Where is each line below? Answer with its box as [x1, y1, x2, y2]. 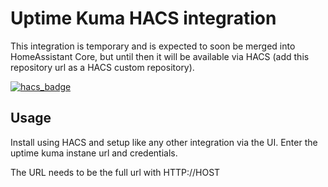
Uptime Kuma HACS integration [10, 7, 277, 30]
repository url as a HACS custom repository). [10, 61, 195, 73]
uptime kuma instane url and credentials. [10, 147, 178, 159]
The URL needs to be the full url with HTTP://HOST [10, 166, 221, 178]
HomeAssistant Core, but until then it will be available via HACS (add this [10, 50, 310, 62]
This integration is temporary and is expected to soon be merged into [10, 40, 296, 52]
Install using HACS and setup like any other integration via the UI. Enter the [10, 136, 318, 148]
